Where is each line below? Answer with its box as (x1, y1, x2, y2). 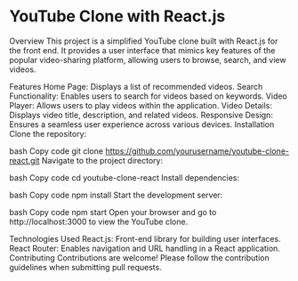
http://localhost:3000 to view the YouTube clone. (9, 216, 189, 227)
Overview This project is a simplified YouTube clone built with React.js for (9, 36, 278, 46)
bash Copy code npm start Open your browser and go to (9, 206, 217, 217)
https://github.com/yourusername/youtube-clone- (105, 145, 289, 157)
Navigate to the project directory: (41, 155, 163, 165)
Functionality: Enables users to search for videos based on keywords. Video (9, 91, 287, 101)
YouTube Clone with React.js (9, 6, 226, 27)
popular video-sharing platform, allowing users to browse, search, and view (9, 54, 286, 65)
